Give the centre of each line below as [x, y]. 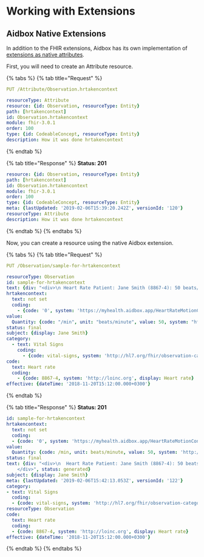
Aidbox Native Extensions [56, 34]
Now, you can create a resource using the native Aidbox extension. [90, 243]
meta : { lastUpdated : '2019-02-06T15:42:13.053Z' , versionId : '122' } [95, 480]
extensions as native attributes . [46, 55]
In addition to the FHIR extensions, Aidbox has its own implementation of [97, 48]
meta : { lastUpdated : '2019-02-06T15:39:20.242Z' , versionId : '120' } [95, 208]
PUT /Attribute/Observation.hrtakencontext [62, 89]
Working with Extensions [71, 11]
